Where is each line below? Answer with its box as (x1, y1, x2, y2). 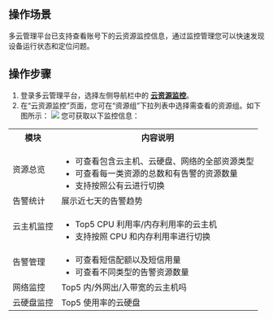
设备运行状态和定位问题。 (8, 41, 94, 50)
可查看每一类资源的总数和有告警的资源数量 (75, 168, 238, 179)
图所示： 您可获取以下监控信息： (19, 111, 140, 120)
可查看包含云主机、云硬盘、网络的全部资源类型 (75, 155, 254, 167)
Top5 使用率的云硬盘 (61, 296, 141, 308)
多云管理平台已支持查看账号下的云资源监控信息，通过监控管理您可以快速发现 (8, 31, 265, 41)
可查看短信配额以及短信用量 (75, 254, 181, 265)
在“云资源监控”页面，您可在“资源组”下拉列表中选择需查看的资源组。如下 (19, 100, 262, 110)
